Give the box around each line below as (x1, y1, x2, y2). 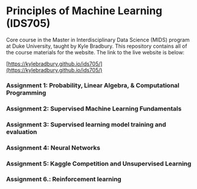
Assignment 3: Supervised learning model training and (6, 120, 166, 128)
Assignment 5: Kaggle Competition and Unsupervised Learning (6, 159, 192, 168)
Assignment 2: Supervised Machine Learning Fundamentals (6, 105, 182, 113)
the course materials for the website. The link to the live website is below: (6, 48, 185, 56)
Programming (6, 89, 46, 97)
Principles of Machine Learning (6, 4, 163, 18)
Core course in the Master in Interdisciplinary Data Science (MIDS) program (6, 36, 190, 43)
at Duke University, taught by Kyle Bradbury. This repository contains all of (6, 43, 188, 50)
